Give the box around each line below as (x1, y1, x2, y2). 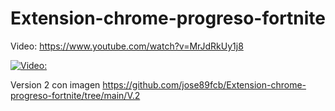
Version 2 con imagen (10, 78, 101, 91)
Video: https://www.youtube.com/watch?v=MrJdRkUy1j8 (10, 40, 244, 52)
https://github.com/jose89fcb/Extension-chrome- (102, 78, 307, 91)
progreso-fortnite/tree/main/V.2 (10, 89, 141, 101)
